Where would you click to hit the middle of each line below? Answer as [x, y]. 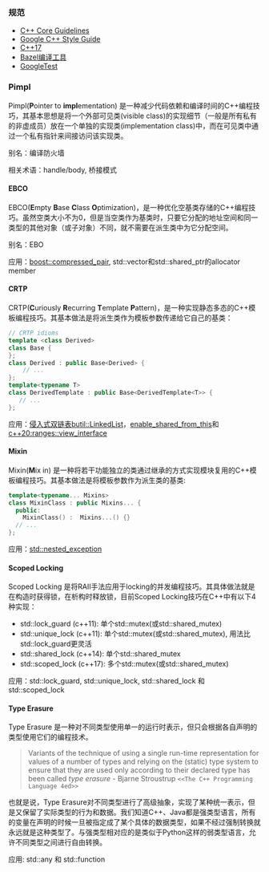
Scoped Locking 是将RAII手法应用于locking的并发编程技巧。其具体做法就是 [132, 586]
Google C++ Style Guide [60, 39]
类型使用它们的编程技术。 [50, 737]
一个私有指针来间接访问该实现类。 [71, 136]
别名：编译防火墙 [36, 152]
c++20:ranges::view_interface [58, 433]
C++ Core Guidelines [54, 30]
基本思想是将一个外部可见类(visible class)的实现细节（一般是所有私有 [143, 116]
